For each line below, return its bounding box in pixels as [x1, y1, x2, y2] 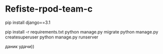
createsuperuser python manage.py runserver [5, 34, 99, 40]
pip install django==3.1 [5, 19, 51, 25]
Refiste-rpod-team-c [5, 3, 93, 15]
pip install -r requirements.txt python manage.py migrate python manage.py [5, 29, 159, 35]
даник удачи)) [5, 43, 34, 49]
